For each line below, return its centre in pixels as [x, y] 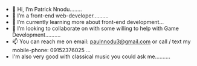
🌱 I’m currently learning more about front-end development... [88, 22]
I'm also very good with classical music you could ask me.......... [91, 56]
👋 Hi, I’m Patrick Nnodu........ [47, 9]
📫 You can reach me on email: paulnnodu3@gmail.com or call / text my [101, 41]
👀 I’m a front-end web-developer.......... [60, 16]
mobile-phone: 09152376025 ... [51, 50]
